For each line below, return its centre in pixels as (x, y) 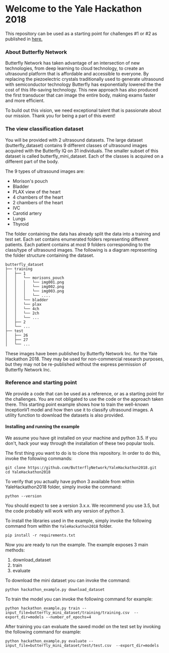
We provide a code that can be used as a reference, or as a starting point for (85, 393)
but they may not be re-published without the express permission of (76, 364)
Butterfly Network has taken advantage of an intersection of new (73, 63)
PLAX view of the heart (37, 192)
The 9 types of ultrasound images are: (45, 171)
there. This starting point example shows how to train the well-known (77, 404)
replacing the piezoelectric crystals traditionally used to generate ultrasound (84, 79)
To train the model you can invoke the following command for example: (79, 599)
